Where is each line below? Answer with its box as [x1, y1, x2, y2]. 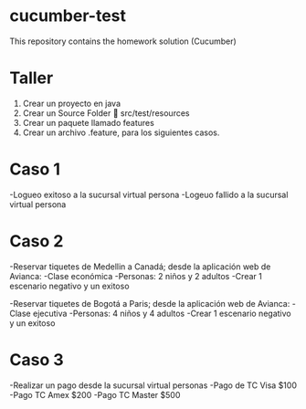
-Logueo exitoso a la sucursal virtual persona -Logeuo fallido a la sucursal [9, 189, 289, 200]
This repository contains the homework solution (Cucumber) [9, 36, 237, 47]
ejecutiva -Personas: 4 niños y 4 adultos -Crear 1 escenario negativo [32, 308, 291, 319]
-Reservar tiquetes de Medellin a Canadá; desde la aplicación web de [9, 261, 271, 272]
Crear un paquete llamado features [22, 117, 155, 128]
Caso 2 [9, 231, 64, 251]
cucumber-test [9, 5, 126, 26]
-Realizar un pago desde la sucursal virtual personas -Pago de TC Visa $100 [9, 380, 297, 391]
